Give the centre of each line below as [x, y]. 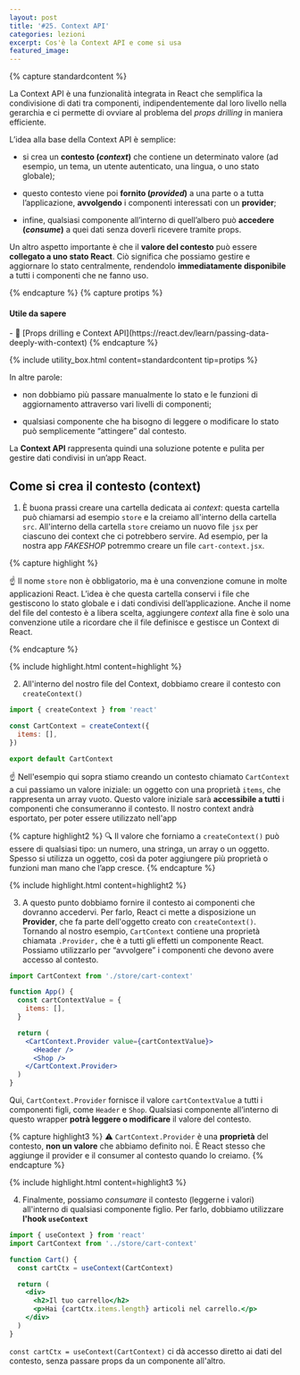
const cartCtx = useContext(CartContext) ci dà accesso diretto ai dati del [146, 1351]
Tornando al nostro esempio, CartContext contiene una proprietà [141, 931]
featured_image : [39, 51]
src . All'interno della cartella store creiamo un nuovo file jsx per [140, 527]
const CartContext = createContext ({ [79, 726]
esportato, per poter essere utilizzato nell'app [93, 818]
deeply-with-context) [48, 343]
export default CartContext [62, 759]
